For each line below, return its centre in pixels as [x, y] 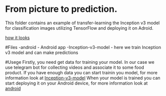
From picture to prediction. [61, 9]
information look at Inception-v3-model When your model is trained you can [83, 78]
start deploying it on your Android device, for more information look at [76, 83]
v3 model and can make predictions [42, 52]
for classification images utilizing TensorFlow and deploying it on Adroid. [79, 28]
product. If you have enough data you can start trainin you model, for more [81, 72]
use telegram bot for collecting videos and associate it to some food [75, 67]
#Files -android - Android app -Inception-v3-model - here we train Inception [83, 47]
